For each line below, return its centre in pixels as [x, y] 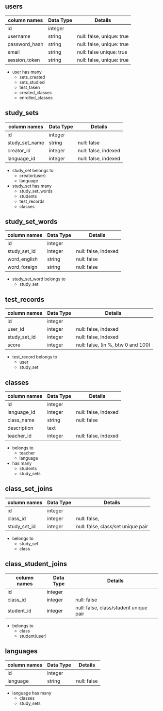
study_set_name [26, 143]
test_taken [30, 87]
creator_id [19, 150]
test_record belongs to [34, 357]
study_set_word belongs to [39, 279]
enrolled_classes [36, 97]
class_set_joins [29, 489]
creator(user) [33, 176]
